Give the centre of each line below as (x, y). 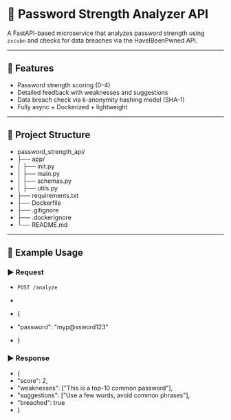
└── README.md (42, 224)
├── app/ (31, 159)
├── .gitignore (38, 210)
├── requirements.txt (48, 195)
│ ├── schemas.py (44, 181)
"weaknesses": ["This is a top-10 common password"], (95, 388)
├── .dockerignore (44, 217)
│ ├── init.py (36, 166)
